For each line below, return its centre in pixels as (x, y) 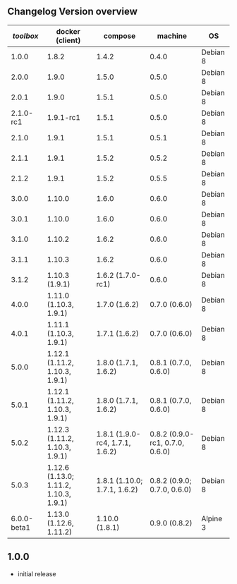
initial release (37, 573)
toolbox (25, 36)
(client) (68, 40)
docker (68, 31)
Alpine (212, 518)
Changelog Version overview (72, 12)
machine (172, 36)
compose (120, 36)
